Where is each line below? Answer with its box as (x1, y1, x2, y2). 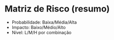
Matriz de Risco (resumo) (4, 3, 110, 14)
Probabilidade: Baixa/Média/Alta (11, 19, 77, 25)
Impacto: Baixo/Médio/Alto (11, 24, 66, 30)
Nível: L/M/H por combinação (11, 29, 72, 35)
